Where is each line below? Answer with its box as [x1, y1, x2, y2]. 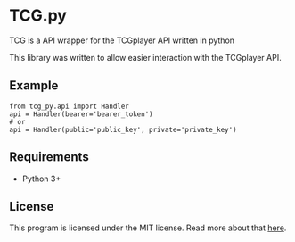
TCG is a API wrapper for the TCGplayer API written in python [9, 35, 234, 46]
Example [9, 78, 59, 94]
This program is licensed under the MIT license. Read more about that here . [9, 222, 287, 233]
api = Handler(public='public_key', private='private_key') [9, 125, 238, 134]
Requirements [9, 149, 89, 165]
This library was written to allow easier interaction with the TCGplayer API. [9, 52, 283, 63]
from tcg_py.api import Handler [9, 102, 129, 111]
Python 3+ [21, 173, 61, 184]
